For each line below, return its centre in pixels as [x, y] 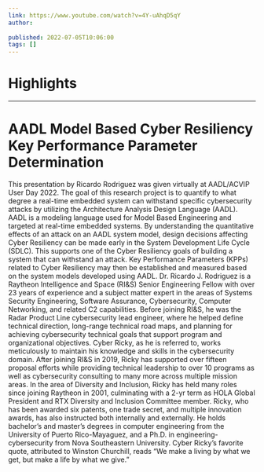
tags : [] [22, 45]
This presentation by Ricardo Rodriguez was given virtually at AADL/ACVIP [129, 184]
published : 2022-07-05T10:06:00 [61, 37]
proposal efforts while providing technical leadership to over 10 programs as [132, 368]
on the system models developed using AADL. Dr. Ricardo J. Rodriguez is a [130, 276]
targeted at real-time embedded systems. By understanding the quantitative [131, 226]
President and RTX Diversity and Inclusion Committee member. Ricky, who [128, 401]
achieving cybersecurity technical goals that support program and [115, 334]
